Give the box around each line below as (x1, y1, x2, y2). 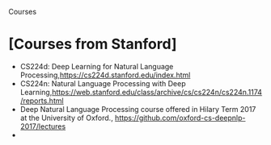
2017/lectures (19, 121, 66, 131)
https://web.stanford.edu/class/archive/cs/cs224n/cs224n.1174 (51, 87, 263, 97)
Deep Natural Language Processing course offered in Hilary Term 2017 (19, 104, 256, 114)
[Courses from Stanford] (8, 35, 177, 53)
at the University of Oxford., (19, 113, 113, 122)
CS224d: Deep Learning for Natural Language (19, 61, 174, 71)
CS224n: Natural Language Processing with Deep (19, 78, 186, 88)
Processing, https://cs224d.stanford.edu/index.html (19, 70, 191, 80)
